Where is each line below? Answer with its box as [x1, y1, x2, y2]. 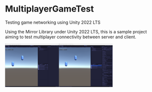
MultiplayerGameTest [5, 3, 94, 15]
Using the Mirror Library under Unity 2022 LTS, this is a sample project [5, 29, 147, 34]
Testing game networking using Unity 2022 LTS [5, 19, 101, 25]
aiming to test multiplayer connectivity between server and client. [5, 34, 136, 40]
